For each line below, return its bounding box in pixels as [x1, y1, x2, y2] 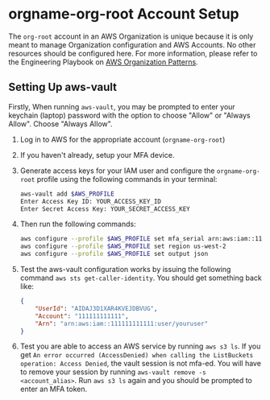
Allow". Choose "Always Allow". [8, 118, 113, 129]
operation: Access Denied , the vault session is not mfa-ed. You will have [19, 359, 262, 369]
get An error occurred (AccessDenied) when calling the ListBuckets [19, 350, 254, 360]
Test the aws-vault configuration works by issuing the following [19, 265, 231, 274]
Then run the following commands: [19, 219, 136, 229]
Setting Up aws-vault [8, 80, 117, 94]
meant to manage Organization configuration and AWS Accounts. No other [8, 39, 256, 49]
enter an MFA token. [19, 384, 88, 394]
